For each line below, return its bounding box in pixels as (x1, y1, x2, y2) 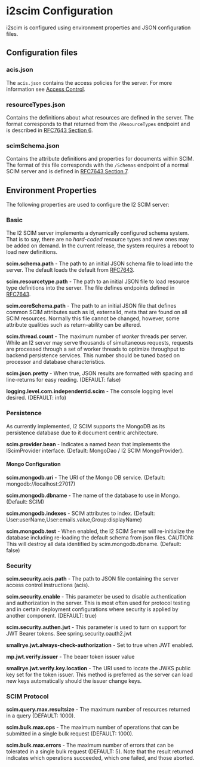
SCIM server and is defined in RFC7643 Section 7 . (6, 168, 130, 175)
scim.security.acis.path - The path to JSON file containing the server (6, 575, 179, 582)
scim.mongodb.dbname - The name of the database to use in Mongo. (6, 492, 180, 499)
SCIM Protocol (6, 692, 49, 701)
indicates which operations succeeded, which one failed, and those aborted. (6, 754, 195, 762)
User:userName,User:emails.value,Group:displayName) (6, 516, 142, 523)
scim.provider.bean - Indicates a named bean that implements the (6, 440, 171, 447)
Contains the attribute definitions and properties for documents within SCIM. (6, 155, 194, 162)
